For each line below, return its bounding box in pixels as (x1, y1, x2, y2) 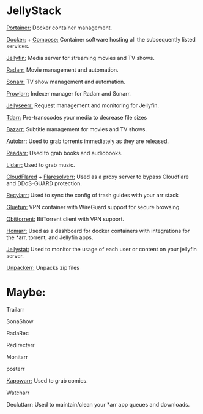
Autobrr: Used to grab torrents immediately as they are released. (6, 137, 169, 145)
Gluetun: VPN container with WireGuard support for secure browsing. (6, 203, 182, 210)
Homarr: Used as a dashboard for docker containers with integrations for (6, 227, 190, 234)
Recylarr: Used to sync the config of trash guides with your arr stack (6, 191, 179, 199)
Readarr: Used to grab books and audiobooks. (6, 149, 123, 156)
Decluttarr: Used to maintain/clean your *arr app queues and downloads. (6, 401, 190, 408)
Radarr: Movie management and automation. (6, 66, 119, 74)
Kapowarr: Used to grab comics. (6, 377, 88, 384)
